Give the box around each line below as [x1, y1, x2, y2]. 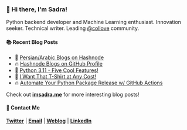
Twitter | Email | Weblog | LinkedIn [6, 117, 92, 124]
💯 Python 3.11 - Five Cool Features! [14, 67, 98, 74]
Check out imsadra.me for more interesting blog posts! [6, 91, 140, 98]
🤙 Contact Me [6, 104, 40, 111]
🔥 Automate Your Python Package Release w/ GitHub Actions [14, 79, 163, 86]
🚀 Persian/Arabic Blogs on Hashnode [14, 54, 104, 61]
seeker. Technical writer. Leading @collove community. [6, 25, 140, 32]
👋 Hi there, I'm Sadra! [6, 5, 67, 13]
